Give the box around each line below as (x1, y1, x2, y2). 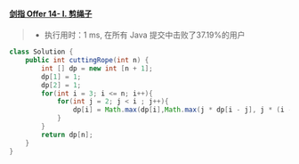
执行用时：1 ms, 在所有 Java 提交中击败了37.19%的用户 (44, 29, 246, 40)
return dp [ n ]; (41, 130, 93, 139)
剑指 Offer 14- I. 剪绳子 (9, 8, 93, 19)
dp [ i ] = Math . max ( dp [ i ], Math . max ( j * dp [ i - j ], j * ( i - (72, 105, 293, 115)
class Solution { (9, 47, 74, 57)
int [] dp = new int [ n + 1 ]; (41, 63, 153, 73)
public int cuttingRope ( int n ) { (25, 56, 149, 65)
